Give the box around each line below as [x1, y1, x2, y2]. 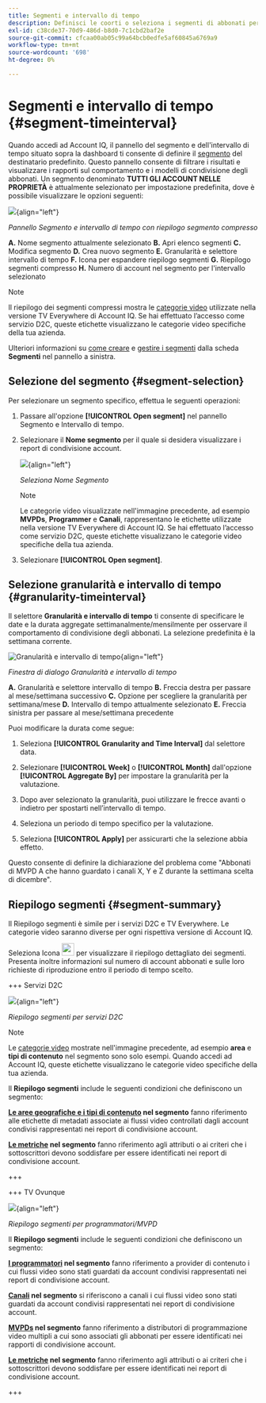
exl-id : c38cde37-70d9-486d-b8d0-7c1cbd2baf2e [8, 26, 165, 34]
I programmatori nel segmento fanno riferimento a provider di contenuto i [8, 1258, 250, 1268]
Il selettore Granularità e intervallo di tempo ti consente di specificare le [8, 611, 245, 621]
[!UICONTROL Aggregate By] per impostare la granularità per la [19, 771, 230, 781]
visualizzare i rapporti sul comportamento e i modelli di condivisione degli [8, 165, 248, 175]
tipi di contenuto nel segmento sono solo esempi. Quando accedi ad [8, 1051, 233, 1061]
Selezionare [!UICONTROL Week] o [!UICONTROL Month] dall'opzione [19, 763, 252, 773]
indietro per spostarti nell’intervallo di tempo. [19, 804, 166, 813]
